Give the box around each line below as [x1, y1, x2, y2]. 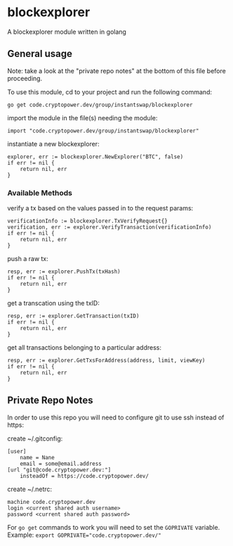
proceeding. [7, 74, 43, 82]
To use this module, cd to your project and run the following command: [7, 87, 213, 96]
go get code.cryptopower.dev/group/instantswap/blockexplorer [7, 101, 193, 108]
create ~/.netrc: [7, 485, 53, 493]
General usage [7, 48, 72, 60]
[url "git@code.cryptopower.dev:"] [7, 466, 112, 474]
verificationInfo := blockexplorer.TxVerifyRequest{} [7, 217, 168, 225]
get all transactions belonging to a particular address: [7, 343, 161, 352]
